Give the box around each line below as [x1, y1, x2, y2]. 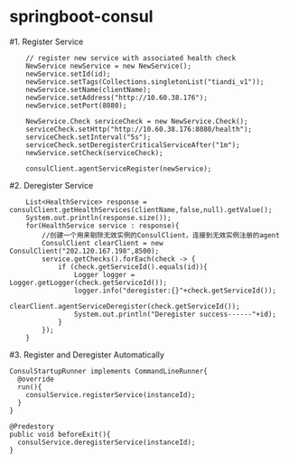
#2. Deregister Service [9, 180, 94, 190]
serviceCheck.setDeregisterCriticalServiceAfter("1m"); [25, 140, 241, 150]
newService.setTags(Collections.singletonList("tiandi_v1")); [25, 77, 265, 87]
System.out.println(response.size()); [25, 213, 172, 222]
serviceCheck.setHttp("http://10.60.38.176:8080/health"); [25, 125, 253, 134]
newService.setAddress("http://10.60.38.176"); [25, 93, 208, 102]
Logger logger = [73, 270, 135, 279]
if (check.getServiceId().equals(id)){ [57, 262, 208, 272]
